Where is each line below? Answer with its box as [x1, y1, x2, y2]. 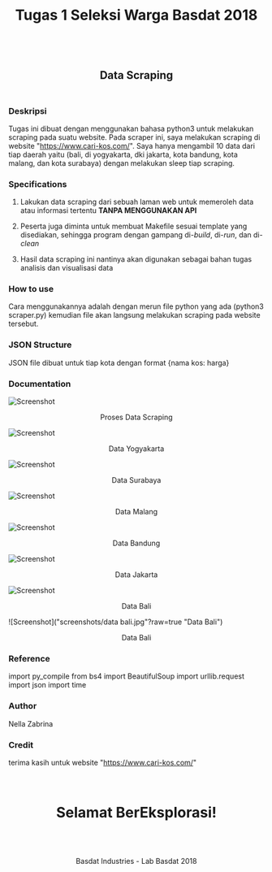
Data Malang [114, 507, 158, 517]
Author [8, 701, 37, 712]
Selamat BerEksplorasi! [56, 804, 217, 822]
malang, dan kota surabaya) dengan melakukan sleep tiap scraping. [8, 158, 235, 167]
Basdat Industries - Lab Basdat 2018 [76, 856, 197, 865]
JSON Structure [8, 339, 72, 350]
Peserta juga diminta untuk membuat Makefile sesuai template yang [19, 221, 248, 232]
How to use [8, 284, 54, 295]
